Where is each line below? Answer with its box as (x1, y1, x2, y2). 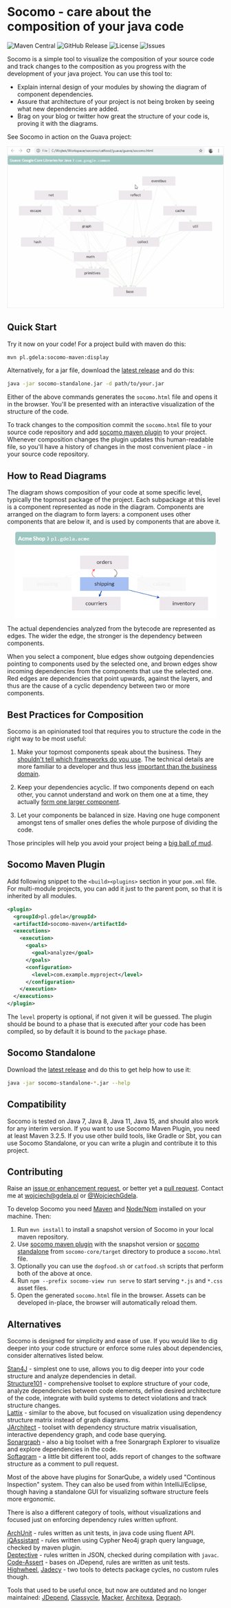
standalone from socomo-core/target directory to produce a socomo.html (16, 1248, 221, 1256)
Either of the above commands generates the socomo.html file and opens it (7, 393, 218, 401)
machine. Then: (7, 1212, 52, 1221)
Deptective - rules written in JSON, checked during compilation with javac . (7, 1551, 219, 1559)
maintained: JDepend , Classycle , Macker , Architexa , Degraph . (7, 1594, 183, 1602)
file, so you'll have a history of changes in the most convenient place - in (7, 443, 213, 451)
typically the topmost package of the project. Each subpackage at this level (7, 496, 221, 504)
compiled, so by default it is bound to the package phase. (7, 1028, 167, 1036)
